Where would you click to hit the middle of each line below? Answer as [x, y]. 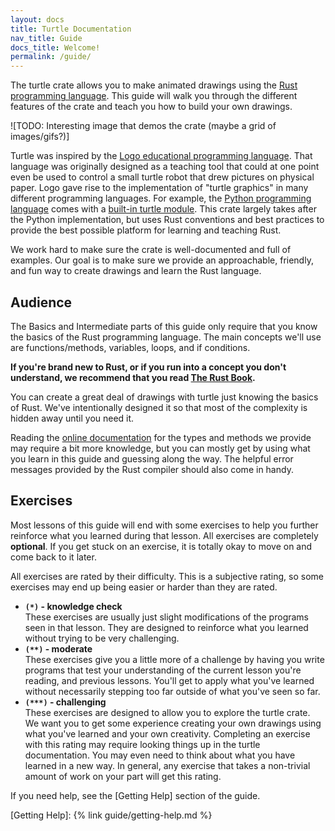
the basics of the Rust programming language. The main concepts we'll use [166, 337]
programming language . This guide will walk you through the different [154, 96]
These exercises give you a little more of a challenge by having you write [174, 659]
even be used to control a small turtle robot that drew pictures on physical [162, 177]
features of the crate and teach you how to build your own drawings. [151, 107]
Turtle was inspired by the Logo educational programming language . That [161, 156]
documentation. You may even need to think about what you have [160, 755]
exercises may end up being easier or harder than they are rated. [144, 587]
